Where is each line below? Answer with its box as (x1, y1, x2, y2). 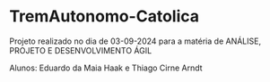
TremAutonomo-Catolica (9, 6, 200, 27)
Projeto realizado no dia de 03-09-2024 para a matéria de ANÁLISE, (9, 36, 262, 46)
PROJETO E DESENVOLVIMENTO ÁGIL (9, 45, 152, 55)
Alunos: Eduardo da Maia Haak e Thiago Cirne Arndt (9, 62, 204, 73)
